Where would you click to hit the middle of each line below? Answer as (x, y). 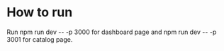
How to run (40, 12)
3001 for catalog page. (40, 39)
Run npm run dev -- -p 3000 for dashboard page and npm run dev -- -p (112, 32)
